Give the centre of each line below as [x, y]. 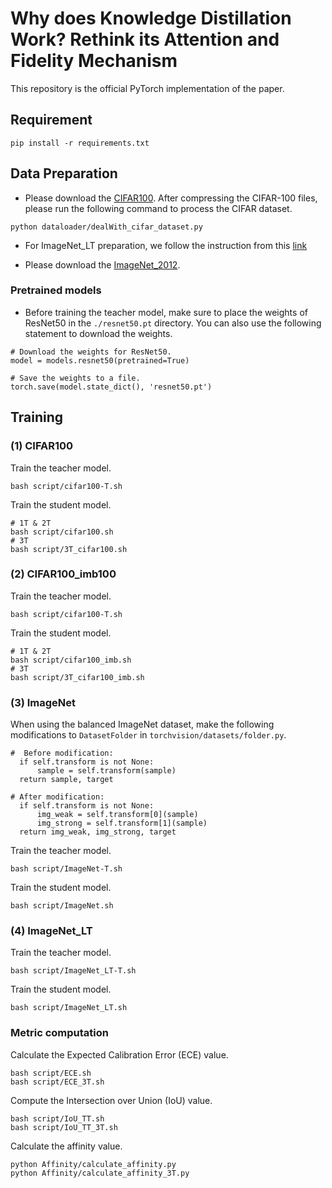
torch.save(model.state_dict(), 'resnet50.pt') [111, 387]
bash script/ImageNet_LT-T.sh [73, 971]
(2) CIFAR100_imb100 [63, 574]
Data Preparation [64, 173]
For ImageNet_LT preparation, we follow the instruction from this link [166, 245]
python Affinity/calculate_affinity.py [93, 1164]
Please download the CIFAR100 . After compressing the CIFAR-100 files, [171, 198]
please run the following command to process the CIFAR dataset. [158, 208]
